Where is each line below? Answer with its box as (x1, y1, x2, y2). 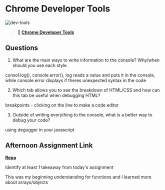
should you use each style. (12, 62, 68, 68)
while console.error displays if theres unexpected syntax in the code (5, 77, 146, 83)
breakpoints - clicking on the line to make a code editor (5, 102, 119, 108)
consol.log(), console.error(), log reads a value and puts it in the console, (5, 72, 155, 78)
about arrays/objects (5, 179, 48, 185)
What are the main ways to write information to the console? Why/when (12, 57, 160, 63)
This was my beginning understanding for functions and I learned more (5, 173, 151, 180)
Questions (5, 43, 38, 52)
